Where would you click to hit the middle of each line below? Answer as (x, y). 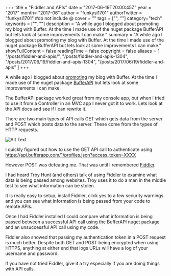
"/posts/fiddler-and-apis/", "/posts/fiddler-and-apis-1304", (67, 56)
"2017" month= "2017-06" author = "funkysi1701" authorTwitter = (74, 13)
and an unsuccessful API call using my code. (52, 227)
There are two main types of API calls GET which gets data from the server (84, 119)
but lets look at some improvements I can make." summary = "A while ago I (84, 35)
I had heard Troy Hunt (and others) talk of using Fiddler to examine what (81, 175)
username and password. (32, 253)
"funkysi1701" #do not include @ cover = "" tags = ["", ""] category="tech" (84, 18)
